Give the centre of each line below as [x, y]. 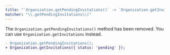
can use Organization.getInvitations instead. [54, 34]
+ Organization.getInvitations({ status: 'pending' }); [65, 48]
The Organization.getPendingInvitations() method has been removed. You [84, 28]
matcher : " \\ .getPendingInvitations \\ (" [49, 14]
